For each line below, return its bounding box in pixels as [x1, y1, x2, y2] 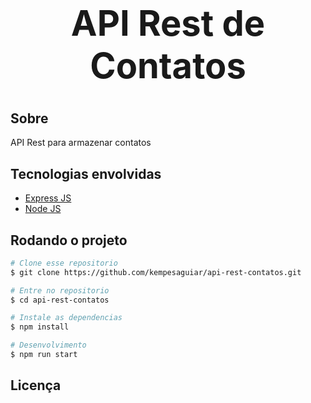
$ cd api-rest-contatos [10, 295, 110, 305]
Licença [10, 377, 62, 394]
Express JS [24, 192, 72, 204]
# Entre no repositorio [10, 285, 110, 296]
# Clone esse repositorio [10, 258, 118, 268]
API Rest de [70, 2, 266, 46]
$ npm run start [10, 350, 78, 360]
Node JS [24, 203, 62, 215]
